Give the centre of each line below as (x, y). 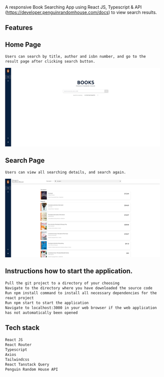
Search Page (25, 160)
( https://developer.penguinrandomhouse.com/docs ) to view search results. (81, 12)
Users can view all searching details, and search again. (66, 172)
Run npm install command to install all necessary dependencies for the (81, 293)
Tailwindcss (17, 359)
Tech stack (22, 328)
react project (20, 298)
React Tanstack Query (27, 364)
